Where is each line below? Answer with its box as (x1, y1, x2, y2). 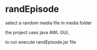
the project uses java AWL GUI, (5, 29, 69, 35)
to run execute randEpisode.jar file (5, 39, 76, 45)
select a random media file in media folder (5, 20, 92, 26)
